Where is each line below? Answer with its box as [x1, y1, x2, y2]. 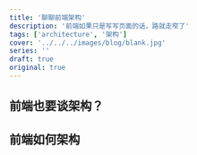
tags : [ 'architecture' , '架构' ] [9, 30, 128, 39]
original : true [9, 64, 66, 73]
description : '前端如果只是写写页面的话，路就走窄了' [9, 22, 190, 30]
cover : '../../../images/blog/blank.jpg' [9, 38, 167, 47]
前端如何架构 [9, 132, 81, 147]
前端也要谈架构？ [9, 99, 104, 114]
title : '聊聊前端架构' [9, 13, 86, 22]
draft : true [9, 55, 54, 64]
